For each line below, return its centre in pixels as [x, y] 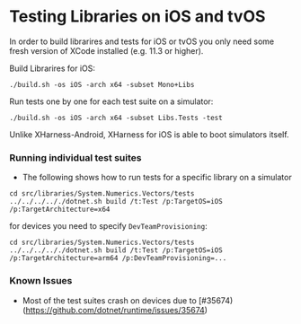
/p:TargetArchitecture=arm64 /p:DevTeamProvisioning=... [118, 258]
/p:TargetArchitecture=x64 [60, 210]
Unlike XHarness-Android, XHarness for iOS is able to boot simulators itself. [149, 134]
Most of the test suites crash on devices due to [110, 300]
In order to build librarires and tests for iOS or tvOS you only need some [142, 41]
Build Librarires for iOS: [53, 68]
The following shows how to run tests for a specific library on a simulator [157, 178]
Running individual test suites [75, 157]
